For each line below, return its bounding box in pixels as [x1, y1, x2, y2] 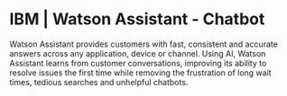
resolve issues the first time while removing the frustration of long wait [9, 67, 273, 78]
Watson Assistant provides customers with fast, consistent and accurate [9, 39, 278, 49]
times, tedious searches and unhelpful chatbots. [9, 76, 189, 87]
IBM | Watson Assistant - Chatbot [9, 9, 265, 30]
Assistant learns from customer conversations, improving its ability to [9, 57, 267, 68]
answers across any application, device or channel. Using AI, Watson [9, 48, 266, 58]
